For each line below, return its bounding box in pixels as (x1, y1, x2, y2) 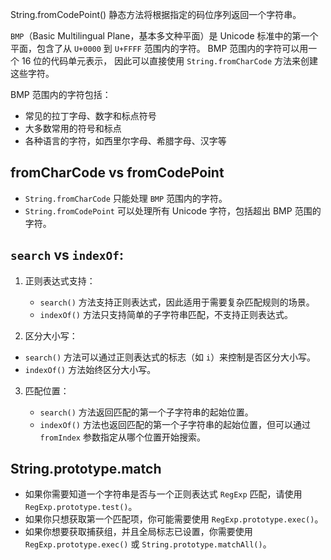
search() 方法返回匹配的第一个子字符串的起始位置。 (39, 406, 254, 418)
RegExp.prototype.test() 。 (24, 501, 138, 513)
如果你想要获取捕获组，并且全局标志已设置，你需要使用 (24, 526, 253, 538)
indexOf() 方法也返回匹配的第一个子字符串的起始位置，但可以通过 (39, 418, 311, 430)
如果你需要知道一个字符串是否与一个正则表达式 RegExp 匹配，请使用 (24, 488, 303, 500)
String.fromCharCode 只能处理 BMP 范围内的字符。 (24, 192, 228, 204)
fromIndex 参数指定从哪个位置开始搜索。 (39, 431, 206, 443)
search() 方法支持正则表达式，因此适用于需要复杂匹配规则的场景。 (39, 296, 315, 308)
